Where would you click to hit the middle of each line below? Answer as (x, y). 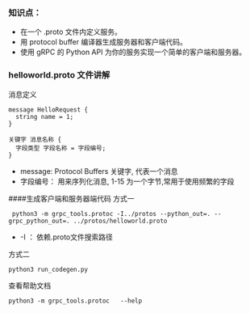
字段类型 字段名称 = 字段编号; (61, 148)
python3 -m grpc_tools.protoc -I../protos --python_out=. (111, 214)
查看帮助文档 (29, 286)
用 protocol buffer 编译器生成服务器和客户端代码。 (103, 42)
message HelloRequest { (48, 110)
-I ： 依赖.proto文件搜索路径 (66, 237)
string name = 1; (45, 116)
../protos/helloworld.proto (120, 221)
